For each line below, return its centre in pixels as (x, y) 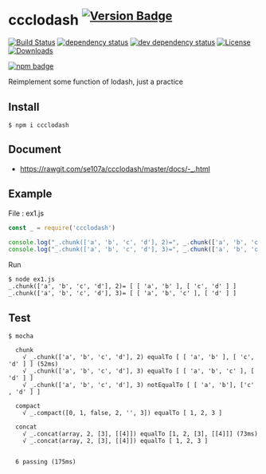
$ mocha (21, 336)
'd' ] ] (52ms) (33, 364)
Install (24, 107)
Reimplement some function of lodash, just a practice (96, 82)
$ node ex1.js (32, 279)
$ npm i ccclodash (39, 125)
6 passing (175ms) (46, 462)
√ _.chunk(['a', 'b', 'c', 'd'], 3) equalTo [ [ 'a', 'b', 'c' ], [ (139, 371)
